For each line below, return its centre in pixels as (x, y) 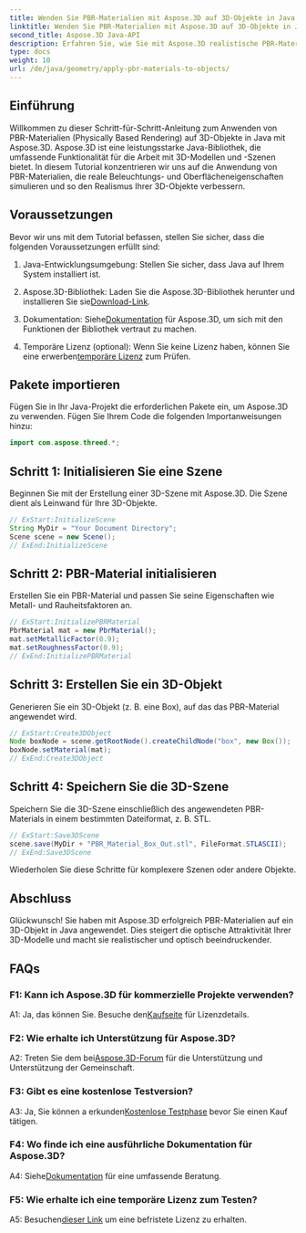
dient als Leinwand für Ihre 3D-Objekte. (83, 503)
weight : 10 (30, 60)
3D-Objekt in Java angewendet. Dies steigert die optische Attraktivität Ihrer (150, 930)
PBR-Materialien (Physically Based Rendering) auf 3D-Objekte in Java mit (148, 137)
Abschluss (41, 898)
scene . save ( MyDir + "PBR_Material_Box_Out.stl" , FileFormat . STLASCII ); (148, 844)
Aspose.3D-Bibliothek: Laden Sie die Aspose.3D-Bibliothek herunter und (158, 291)
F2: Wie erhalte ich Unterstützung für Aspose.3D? (122, 1038)
